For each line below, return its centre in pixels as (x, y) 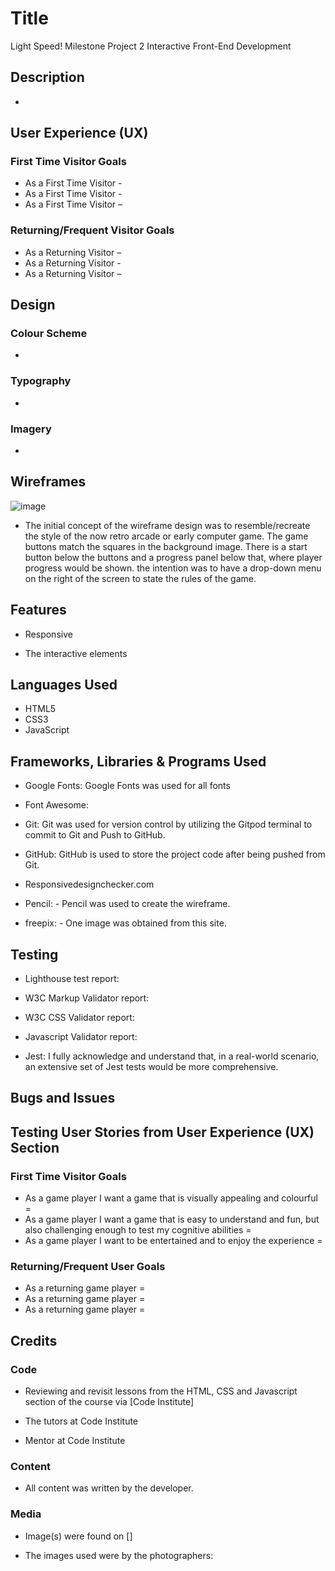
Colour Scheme (49, 334)
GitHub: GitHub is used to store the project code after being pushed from (175, 854)
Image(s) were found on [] (78, 1536)
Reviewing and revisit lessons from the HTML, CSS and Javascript (161, 1391)
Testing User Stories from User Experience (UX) (162, 1132)
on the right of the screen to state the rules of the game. (140, 578)
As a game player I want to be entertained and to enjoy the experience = (173, 1241)
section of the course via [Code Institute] (109, 1402)
